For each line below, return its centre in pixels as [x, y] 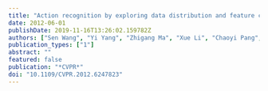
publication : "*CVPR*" [46, 67]
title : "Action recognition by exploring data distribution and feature [132, 15]
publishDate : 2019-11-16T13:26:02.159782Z [80, 30]
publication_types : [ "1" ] [51, 45]
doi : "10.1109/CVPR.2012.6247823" [66, 74]
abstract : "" [30, 52]
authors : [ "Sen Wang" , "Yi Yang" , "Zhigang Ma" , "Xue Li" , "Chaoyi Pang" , [135, 38]
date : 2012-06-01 [37, 23]
